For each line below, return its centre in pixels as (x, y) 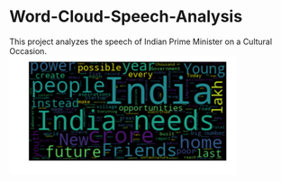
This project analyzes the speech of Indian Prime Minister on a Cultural (141, 41)
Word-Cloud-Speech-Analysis (126, 17)
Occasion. (28, 50)
